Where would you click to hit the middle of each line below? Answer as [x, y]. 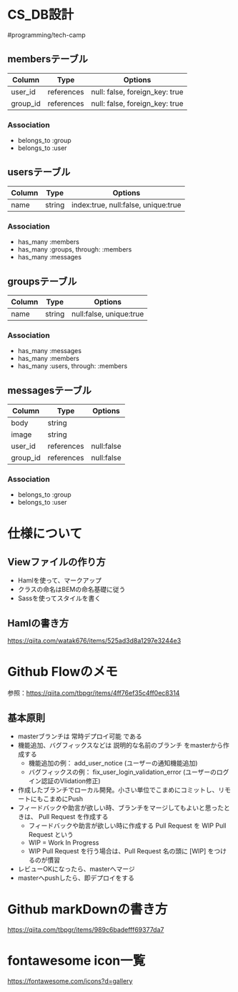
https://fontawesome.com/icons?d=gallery [70, 981]
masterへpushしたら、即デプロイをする [76, 878]
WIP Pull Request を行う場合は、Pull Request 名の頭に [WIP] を [121, 850]
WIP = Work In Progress [64, 842]
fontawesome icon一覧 [76, 961]
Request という [51, 834]
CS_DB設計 [41, 15]
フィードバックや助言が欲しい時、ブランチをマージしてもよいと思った [121, 808]
